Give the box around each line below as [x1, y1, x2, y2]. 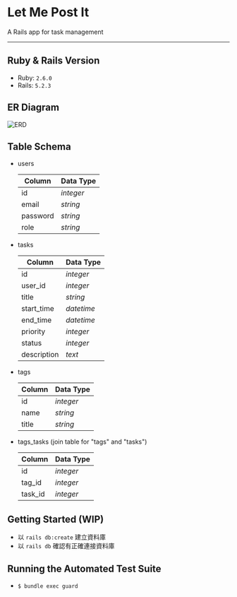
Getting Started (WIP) [7, 513, 104, 525]
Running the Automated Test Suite [7, 562, 162, 574]
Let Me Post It [7, 4, 90, 20]
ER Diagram [7, 102, 60, 114]
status [20, 338, 42, 348]
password [20, 211, 54, 221]
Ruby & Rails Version [7, 54, 100, 67]
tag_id [20, 478, 42, 487]
